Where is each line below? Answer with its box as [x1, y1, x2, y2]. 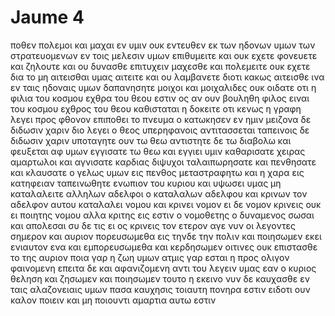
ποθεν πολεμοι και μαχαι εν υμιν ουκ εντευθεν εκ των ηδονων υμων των [10, 39, 316, 51]
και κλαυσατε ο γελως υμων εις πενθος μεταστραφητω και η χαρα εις [10, 166, 305, 178]
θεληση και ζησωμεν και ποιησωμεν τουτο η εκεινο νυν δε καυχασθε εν [10, 272, 310, 285]
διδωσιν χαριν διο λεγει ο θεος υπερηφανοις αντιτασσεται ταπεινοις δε [10, 124, 310, 136]
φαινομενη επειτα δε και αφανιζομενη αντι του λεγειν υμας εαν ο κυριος [10, 262, 317, 274]
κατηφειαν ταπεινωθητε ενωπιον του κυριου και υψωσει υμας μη [10, 177, 282, 189]
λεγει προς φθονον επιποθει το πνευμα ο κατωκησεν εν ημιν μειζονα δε [10, 113, 312, 125]
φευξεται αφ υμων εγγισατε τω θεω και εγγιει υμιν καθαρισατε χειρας [10, 145, 306, 157]
